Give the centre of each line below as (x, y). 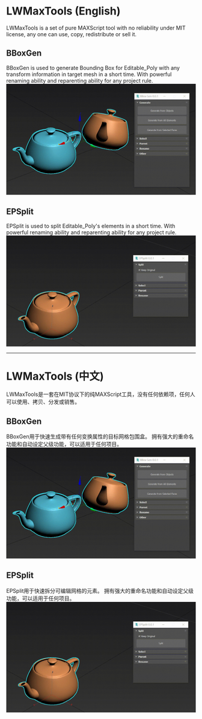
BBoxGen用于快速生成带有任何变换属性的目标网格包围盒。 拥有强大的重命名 (100, 436)
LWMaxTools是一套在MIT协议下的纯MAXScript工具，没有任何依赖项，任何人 (101, 394)
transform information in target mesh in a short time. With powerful (89, 74)
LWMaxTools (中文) (55, 376)
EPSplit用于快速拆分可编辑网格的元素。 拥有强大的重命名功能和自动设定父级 (100, 590)
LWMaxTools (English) (63, 11)
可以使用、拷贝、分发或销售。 (43, 402)
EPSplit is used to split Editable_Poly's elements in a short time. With (91, 226)
